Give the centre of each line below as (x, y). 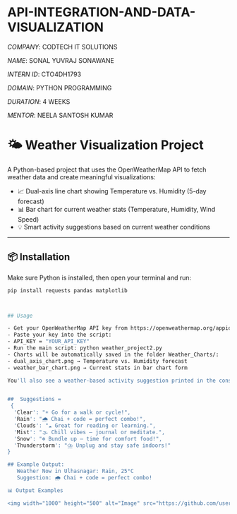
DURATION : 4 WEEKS (39, 101)
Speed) (28, 219)
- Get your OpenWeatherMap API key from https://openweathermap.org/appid (120, 328)
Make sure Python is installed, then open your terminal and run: (99, 277)
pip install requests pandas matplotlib (68, 290)
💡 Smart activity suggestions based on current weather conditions (114, 227)
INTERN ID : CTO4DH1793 (44, 74)
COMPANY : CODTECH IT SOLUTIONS (62, 47)
